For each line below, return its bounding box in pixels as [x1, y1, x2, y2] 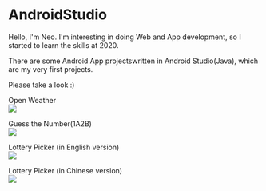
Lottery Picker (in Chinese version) [8, 165, 122, 175]
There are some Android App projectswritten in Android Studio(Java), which [8, 56, 258, 66]
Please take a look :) [8, 80, 75, 90]
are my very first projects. [8, 64, 93, 74]
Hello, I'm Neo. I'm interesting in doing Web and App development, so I [8, 32, 241, 42]
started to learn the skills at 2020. [8, 40, 119, 50]
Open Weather [8, 95, 57, 105]
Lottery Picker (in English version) [8, 142, 120, 152]
